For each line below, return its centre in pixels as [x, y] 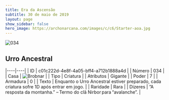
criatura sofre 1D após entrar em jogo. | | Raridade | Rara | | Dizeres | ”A [79, 86]
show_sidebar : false [27, 24]
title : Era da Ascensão [30, 10]
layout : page [19, 19]
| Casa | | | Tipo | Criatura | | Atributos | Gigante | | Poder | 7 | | [81, 76]
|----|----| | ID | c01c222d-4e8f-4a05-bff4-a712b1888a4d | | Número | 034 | [85, 70]
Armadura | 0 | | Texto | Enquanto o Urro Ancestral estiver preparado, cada [83, 81]
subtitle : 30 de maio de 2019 [37, 15]
